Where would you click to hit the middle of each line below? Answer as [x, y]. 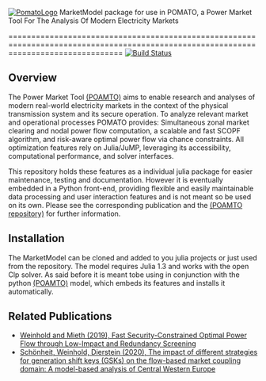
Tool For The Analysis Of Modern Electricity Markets [94, 21]
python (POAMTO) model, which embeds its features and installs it [117, 283]
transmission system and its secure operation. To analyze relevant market [128, 114]
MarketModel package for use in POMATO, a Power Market [156, 12]
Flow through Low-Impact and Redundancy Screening [108, 344]
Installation [36, 239]
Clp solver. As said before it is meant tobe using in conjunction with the [124, 275]
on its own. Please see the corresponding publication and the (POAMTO [125, 205]
